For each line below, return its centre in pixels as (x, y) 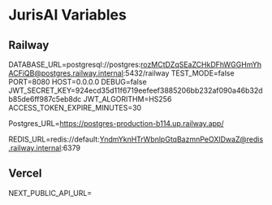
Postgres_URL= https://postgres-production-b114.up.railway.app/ (116, 123)
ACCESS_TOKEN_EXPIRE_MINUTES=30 (75, 108)
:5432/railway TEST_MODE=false (179, 73)
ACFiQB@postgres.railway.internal (66, 73)
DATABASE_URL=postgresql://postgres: (75, 64)
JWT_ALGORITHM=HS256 (127, 99)
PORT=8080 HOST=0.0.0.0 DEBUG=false (78, 82)
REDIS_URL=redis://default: (54, 139)
